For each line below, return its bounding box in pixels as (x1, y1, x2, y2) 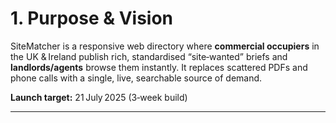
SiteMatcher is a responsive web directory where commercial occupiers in (10, 40, 320, 52)
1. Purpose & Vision (10, 7, 173, 30)
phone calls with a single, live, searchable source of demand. (10, 72, 263, 84)
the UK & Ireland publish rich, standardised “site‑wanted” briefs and (10, 50, 288, 62)
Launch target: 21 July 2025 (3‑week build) (10, 91, 188, 103)
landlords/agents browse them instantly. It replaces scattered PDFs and (10, 61, 308, 73)
